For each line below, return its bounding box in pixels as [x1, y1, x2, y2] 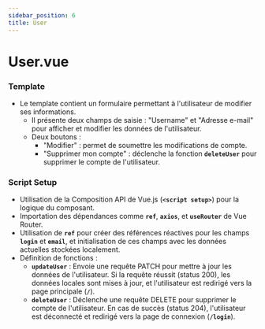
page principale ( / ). [31, 286, 95, 296]
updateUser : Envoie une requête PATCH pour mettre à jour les [31, 261, 233, 272]
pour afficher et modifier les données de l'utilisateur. [31, 124, 202, 133]
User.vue [8, 53, 69, 71]
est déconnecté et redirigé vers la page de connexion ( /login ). [31, 312, 236, 321]
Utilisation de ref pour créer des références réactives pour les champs [19, 228, 250, 238]
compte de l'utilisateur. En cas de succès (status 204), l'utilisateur [31, 304, 246, 313]
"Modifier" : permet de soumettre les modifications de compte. [43, 140, 248, 150]
